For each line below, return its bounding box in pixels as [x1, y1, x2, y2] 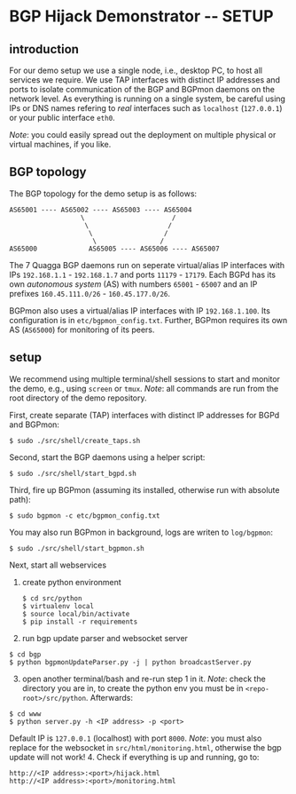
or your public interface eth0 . [9, 113, 115, 123]
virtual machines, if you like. [9, 139, 112, 149]
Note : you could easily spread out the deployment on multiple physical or [9, 130, 277, 139]
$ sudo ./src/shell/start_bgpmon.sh [9, 544, 144, 552]
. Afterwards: [85, 692, 134, 703]
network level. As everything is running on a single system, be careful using [9, 93, 286, 104]
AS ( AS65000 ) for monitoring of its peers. [9, 324, 155, 335]
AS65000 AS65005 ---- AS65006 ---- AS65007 [9, 244, 220, 253]
